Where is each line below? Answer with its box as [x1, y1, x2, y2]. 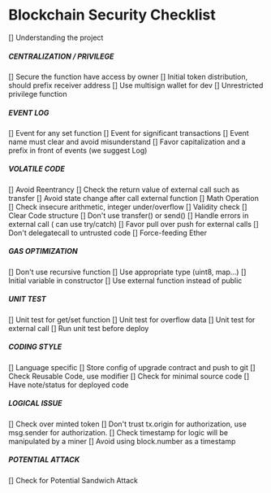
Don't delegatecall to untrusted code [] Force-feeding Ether [8, 228, 208, 238]
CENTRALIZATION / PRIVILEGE [8, 51, 114, 61]
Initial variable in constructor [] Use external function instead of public [8, 275, 243, 286]
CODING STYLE [8, 342, 62, 351]
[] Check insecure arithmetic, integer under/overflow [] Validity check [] [8, 202, 247, 212]
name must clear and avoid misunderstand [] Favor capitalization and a [8, 137, 246, 146]
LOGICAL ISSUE [8, 399, 62, 408]
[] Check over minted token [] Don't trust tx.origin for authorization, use [8, 419, 247, 429]
